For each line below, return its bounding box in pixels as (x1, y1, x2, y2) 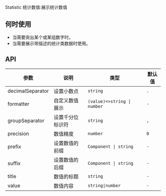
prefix (7, 143, 21, 150)
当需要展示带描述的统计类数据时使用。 (12, 40, 90, 46)
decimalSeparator (7, 87, 49, 94)
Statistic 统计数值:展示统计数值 (5, 4, 68, 10)
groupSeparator (7, 117, 44, 124)
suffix (7, 160, 21, 167)
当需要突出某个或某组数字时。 (12, 34, 73, 40)
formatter (7, 100, 30, 107)
